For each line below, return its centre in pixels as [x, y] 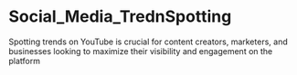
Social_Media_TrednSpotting [120, 17]
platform [24, 61]
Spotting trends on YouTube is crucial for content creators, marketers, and [148, 42]
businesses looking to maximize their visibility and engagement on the [141, 51]
